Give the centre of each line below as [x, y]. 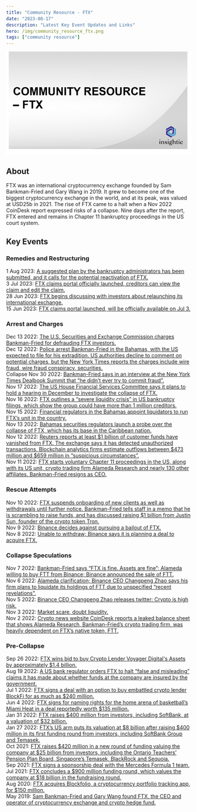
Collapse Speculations [39, 555]
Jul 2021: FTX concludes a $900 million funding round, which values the [94, 771]
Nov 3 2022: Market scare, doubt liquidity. [57, 612]
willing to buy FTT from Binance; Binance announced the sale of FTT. [90, 574]
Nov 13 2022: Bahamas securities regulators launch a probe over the [89, 425]
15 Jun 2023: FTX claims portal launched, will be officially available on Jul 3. [98, 309]
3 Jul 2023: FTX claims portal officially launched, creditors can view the [93, 284]
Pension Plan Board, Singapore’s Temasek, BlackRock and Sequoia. [88, 759]
